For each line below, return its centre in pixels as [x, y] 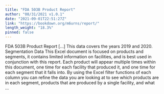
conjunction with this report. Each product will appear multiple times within [80, 62]
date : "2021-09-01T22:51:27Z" [36, 19]
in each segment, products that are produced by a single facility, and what [80, 83]
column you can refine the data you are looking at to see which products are [82, 77]
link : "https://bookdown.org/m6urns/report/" [52, 23]
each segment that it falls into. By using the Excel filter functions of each [78, 72]
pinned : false [20, 32]
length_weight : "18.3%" [29, 28]
